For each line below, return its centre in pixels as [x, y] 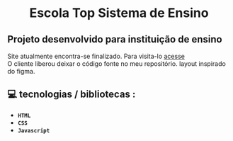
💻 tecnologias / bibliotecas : [72, 95]
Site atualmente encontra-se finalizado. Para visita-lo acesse [96, 56]
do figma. [21, 71]
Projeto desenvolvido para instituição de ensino [115, 39]
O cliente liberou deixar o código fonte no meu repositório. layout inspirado [117, 64]
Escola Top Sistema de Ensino [119, 13]
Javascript [34, 130]
